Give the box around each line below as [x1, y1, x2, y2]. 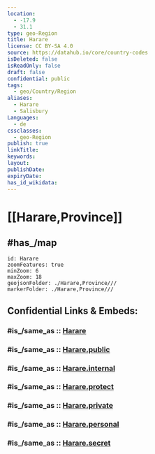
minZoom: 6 [7, 268, 39, 274]
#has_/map [7, 237, 57, 249]
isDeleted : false [7, 56, 58, 63]
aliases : [7, 95, 33, 102]
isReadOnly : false [7, 62, 61, 69]
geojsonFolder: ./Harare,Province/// [7, 280, 117, 287]
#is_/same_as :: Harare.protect [7, 382, 114, 392]
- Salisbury [13, 108, 49, 115]
